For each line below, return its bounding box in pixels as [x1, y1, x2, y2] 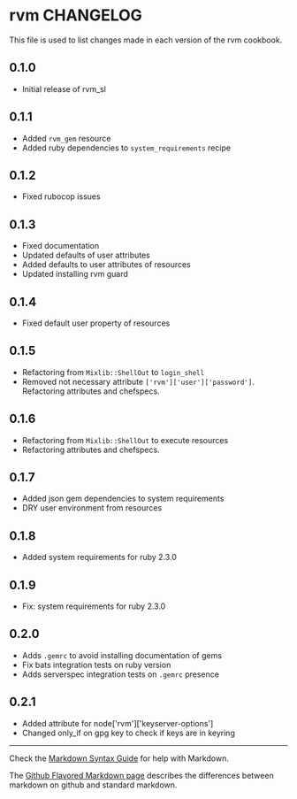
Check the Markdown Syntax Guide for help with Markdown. [9, 753, 230, 764]
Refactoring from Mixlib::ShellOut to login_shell [21, 366, 205, 377]
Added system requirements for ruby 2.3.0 [21, 552, 177, 563]
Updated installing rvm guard [21, 269, 128, 280]
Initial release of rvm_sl [21, 83, 106, 94]
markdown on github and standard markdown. [9, 780, 178, 790]
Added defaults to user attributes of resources [21, 259, 192, 270]
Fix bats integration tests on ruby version [21, 659, 171, 670]
